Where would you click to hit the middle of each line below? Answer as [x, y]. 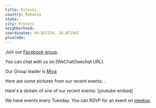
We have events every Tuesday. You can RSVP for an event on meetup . [78, 100]
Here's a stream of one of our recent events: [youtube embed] [69, 90]
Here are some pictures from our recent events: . [55, 81]
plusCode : [15, 38]
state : [12, 19]
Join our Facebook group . [32, 52]
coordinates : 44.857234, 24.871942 [42, 33]
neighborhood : [20, 28]
